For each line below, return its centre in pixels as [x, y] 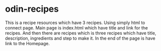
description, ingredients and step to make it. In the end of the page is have [80, 38]
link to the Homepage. [27, 43]
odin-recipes [32, 9]
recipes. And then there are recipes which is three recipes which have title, [81, 33]
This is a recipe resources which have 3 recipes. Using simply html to [75, 23]
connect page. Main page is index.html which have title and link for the [77, 27]
